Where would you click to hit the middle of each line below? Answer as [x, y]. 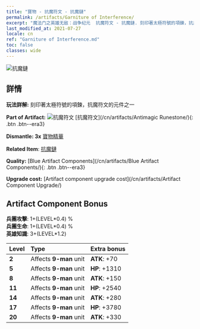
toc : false [20, 45]
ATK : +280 [106, 298]
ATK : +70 [104, 259]
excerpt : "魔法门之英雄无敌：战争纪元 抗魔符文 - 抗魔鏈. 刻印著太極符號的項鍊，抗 [100, 23]
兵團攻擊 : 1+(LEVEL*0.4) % [40, 219]
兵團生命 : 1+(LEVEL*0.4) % [40, 226]
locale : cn [20, 34]
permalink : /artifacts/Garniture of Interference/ [70, 17]
